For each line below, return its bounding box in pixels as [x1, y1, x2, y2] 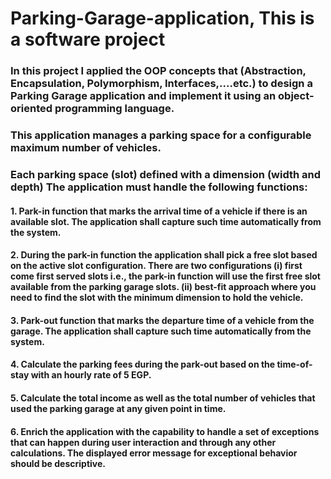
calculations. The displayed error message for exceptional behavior [10, 447, 298, 459]
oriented [10, 102, 53, 116]
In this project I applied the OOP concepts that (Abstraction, [10, 64, 307, 78]
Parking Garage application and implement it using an [10, 89, 277, 103]
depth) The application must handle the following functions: [10, 180, 308, 194]
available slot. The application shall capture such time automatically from [10, 215, 322, 227]
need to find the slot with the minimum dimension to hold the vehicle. [10, 292, 304, 304]
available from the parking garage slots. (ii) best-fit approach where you [10, 281, 317, 293]
